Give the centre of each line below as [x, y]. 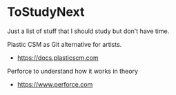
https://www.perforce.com [55, 84]
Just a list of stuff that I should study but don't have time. [88, 31]
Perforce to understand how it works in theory [73, 71]
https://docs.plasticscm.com [58, 57]
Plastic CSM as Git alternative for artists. [65, 44]
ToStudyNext [46, 12]
